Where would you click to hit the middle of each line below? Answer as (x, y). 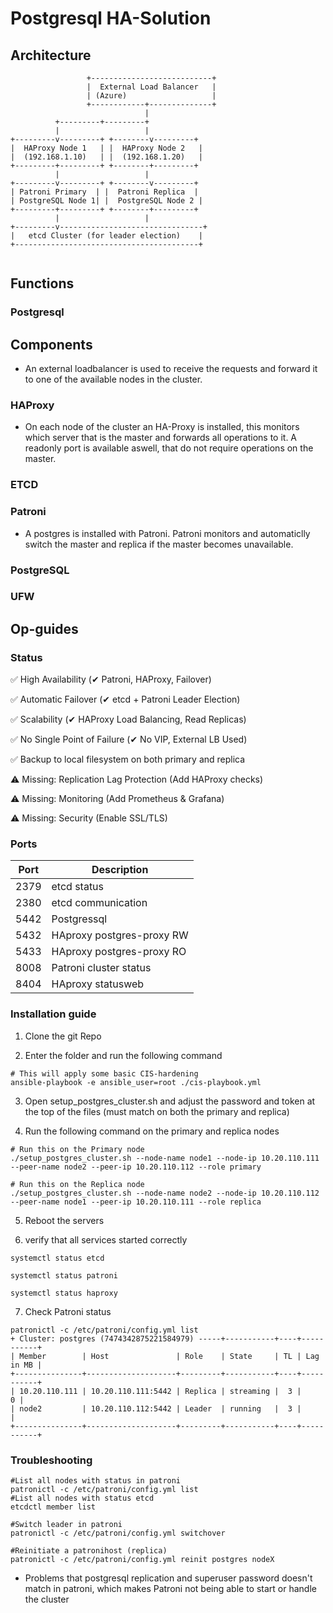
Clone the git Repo (63, 1036)
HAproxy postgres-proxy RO (119, 952)
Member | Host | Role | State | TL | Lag (169, 1356)
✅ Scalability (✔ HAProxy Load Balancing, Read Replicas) (128, 719)
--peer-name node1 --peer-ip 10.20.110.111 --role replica (136, 1202)
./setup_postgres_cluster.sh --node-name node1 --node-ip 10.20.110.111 (165, 1158)
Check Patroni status (68, 1311)
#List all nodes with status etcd (82, 1498)
